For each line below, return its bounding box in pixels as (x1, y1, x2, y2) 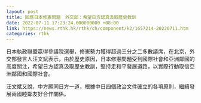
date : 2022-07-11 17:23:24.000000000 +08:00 (6, 20, 119, 26)
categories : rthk (6, 31, 50, 37)
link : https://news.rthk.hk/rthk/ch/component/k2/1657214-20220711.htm (6, 25, 188, 32)
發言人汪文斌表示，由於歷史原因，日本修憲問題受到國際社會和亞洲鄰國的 (16, 55, 195, 63)
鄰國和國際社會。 (11, 70, 54, 77)
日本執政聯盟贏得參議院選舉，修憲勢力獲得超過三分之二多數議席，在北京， (6, 48, 190, 55)
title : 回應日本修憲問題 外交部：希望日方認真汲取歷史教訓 (6, 14, 136, 20)
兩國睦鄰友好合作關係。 (11, 90, 69, 98)
